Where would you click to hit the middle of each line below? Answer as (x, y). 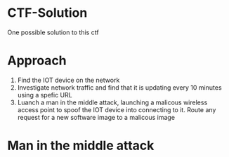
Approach (37, 61)
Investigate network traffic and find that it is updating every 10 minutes (120, 87)
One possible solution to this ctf (53, 32)
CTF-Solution (47, 13)
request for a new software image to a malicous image (96, 117)
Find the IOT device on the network (68, 80)
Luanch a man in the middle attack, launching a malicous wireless (112, 102)
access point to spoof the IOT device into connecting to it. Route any (117, 109)
